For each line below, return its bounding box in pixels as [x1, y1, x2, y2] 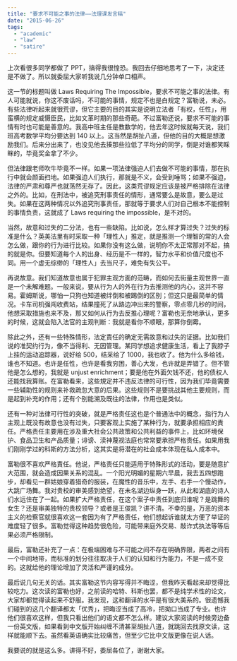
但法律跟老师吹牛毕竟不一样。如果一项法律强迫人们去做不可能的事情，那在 [7, 164, 224, 172]
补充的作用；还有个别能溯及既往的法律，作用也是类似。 [25, 395, 187, 403]
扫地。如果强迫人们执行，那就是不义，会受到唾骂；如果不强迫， [44, 173, 230, 181]
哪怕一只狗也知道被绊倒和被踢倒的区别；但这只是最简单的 [50, 291, 217, 299]
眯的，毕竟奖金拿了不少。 [7, 149, 82, 157]
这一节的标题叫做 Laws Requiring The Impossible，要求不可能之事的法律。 [7, 88, 224, 95]
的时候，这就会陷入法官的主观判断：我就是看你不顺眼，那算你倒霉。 [7, 318, 205, 326]
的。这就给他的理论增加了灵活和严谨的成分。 [7, 563, 138, 571]
